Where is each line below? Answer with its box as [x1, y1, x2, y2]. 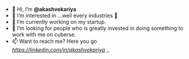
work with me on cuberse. [11, 31, 76, 38]
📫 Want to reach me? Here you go [11, 38, 97, 45]
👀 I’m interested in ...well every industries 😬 [11, 12, 118, 19]
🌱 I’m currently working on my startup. [11, 18, 106, 25]
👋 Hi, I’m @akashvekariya [11, 6, 76, 13]
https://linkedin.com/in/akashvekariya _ [11, 46, 109, 53]
